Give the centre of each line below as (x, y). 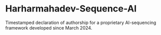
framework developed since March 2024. (49, 27)
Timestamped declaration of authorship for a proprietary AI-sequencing (81, 22)
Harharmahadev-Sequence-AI (71, 9)
